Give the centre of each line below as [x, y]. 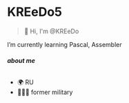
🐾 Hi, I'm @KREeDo [51, 31]
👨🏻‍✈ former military [45, 92]
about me [21, 60]
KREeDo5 [35, 12]
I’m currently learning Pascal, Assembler [64, 44]
